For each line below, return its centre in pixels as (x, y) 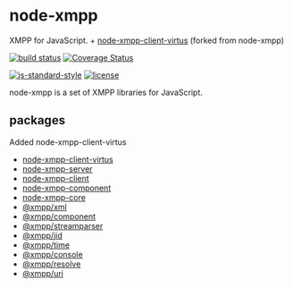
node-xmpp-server (57, 169)
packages (37, 120)
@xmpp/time (46, 245)
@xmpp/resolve (51, 264)
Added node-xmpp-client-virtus (68, 142)
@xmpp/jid (42, 235)
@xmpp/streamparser (63, 225)
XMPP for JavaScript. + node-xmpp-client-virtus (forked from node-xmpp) (146, 40)
